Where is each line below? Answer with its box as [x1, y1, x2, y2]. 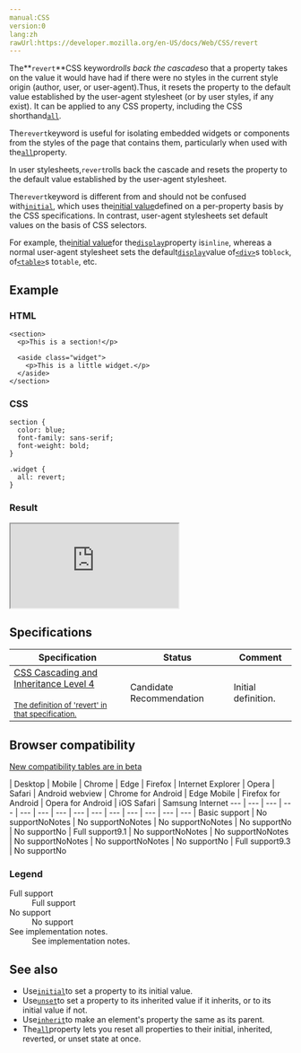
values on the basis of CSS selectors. [9, 220, 148, 231]
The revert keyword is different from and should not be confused [9, 191, 246, 202]
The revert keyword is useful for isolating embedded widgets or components [9, 127, 290, 139]
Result [9, 502, 39, 514]
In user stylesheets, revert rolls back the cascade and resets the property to [9, 164, 288, 175]
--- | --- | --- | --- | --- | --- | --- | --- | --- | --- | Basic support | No [19, 807, 267, 818]
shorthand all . [9, 110, 62, 121]
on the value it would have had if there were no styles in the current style [9, 73, 279, 83]
